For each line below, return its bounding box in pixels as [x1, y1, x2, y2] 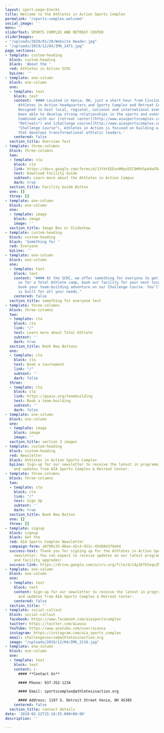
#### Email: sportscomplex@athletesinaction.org [18, 689, 119, 694]
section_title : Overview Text [9, 139, 71, 144]
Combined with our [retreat [18, 116, 76, 121]
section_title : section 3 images [9, 439, 78, 444]
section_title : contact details [9, 707, 76, 712]
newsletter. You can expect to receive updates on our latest [14, 553, 143, 558]
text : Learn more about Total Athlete [14, 330, 93, 335]
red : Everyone [9, 244, 38, 249]
